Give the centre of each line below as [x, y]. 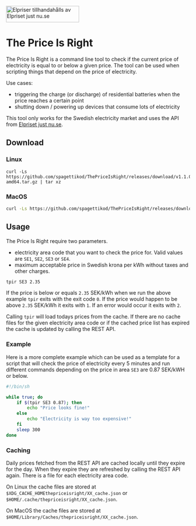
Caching [18, 450]
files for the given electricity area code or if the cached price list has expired [98, 323]
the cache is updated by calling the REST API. [61, 329]
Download [25, 143]
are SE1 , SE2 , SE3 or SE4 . [43, 258]
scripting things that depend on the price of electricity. [71, 71]
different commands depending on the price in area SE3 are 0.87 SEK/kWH [95, 370]
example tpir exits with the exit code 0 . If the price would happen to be [92, 299]
